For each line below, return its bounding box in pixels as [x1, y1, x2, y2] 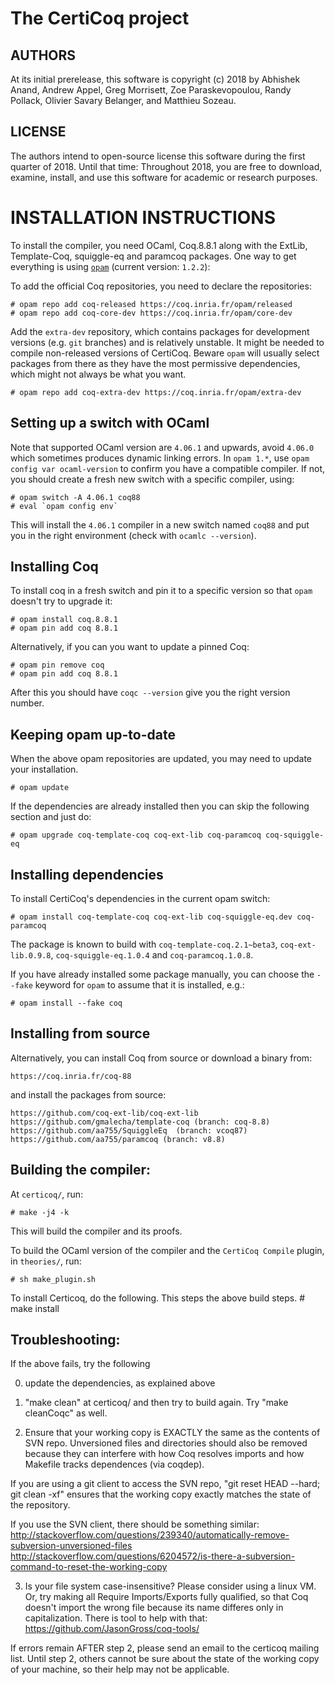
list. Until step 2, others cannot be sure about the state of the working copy [10, 1653, 320, 1665]
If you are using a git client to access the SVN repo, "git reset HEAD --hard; [10, 1478, 321, 1490]
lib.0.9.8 [10, 951, 52, 961]
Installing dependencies [10, 866, 164, 883]
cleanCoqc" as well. [24, 1407, 108, 1419]
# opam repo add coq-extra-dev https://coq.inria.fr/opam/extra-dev [10, 387, 302, 397]
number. [10, 697, 45, 709]
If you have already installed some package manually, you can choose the [10, 968, 315, 980]
